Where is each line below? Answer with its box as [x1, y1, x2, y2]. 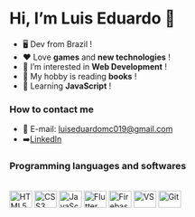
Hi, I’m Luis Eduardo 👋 [9, 8, 176, 29]
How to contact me [9, 103, 95, 116]
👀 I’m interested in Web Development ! [22, 61, 167, 71]
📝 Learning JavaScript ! [22, 80, 112, 91]
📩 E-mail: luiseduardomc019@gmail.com [22, 124, 173, 135]
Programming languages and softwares [9, 160, 187, 173]
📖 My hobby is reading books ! [22, 71, 137, 81]
